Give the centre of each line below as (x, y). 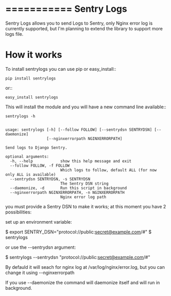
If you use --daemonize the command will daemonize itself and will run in (83, 282)
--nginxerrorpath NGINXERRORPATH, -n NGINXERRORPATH (67, 192)
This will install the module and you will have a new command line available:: (86, 107)
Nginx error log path (83, 197)
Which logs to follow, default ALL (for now (109, 170)
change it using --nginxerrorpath (40, 272)
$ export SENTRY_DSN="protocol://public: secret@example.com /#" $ (79, 232)
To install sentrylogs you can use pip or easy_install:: (61, 69)
